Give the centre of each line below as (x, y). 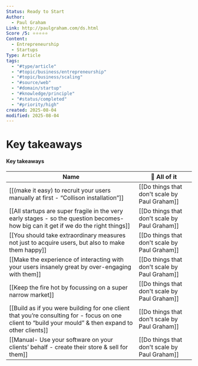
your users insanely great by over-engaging (70, 267)
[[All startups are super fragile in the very (66, 211)
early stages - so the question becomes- (67, 218)
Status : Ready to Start (35, 11)
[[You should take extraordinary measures (67, 235)
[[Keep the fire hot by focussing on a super (68, 287)
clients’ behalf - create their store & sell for (69, 347)
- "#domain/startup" (37, 88)
